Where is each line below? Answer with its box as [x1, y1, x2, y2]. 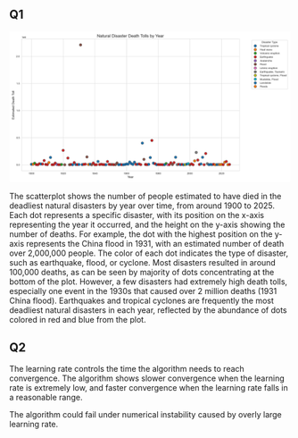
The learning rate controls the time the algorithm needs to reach [9, 364, 245, 375]
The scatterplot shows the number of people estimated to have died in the [9, 190, 282, 201]
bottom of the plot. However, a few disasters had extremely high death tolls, [9, 276, 288, 287]
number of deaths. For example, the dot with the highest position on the [9, 228, 273, 240]
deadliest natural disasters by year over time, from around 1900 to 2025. [9, 200, 275, 211]
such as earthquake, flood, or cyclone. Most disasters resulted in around [9, 257, 277, 267]
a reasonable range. [9, 392, 83, 403]
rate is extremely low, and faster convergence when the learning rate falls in [9, 383, 288, 393]
